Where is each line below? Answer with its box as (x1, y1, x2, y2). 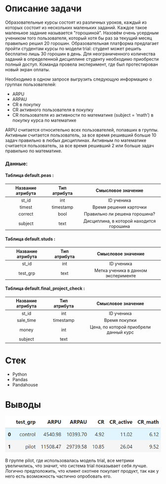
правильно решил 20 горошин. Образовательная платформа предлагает (5, 40, 159, 46)
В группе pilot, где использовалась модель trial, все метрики (5, 457, 134, 463)
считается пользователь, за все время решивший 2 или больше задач (5, 142, 154, 148)
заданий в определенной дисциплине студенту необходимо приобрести (5, 56, 159, 62)
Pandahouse (12, 382, 38, 388)
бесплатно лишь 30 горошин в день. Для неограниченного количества (5, 50, 156, 57)
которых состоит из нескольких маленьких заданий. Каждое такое (5, 24, 147, 30)
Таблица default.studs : (5, 236, 56, 242)
